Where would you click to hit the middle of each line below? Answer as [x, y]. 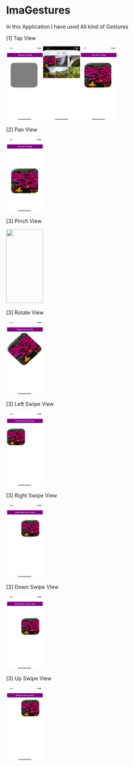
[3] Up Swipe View [29, 678]
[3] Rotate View [25, 312]
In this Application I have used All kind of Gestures [67, 27]
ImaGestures [38, 10]
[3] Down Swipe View [32, 587]
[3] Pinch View [24, 221]
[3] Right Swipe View [32, 495]
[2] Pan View [22, 129]
